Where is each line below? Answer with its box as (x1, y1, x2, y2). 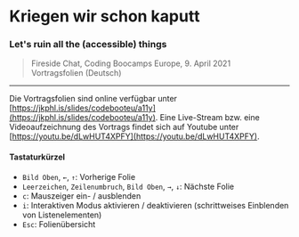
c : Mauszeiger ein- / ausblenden (21, 190, 141, 201)
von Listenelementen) (21, 209, 102, 220)
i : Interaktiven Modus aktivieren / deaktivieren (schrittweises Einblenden (21, 200, 289, 210)
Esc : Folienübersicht (21, 218, 96, 229)
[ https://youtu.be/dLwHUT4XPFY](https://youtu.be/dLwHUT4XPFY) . (9, 131, 260, 142)
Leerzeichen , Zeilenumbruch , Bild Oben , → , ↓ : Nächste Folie (21, 181, 234, 192)
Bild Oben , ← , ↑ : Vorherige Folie (21, 171, 136, 182)
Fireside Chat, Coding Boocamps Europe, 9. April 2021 (30, 58, 231, 69)
